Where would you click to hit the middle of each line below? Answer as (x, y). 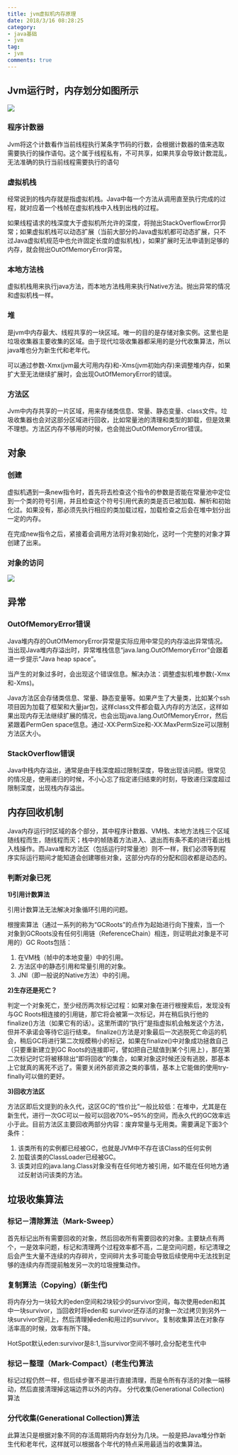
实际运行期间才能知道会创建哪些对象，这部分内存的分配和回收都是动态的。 (122, 857)
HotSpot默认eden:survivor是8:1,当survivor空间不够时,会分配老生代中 (107, 1344)
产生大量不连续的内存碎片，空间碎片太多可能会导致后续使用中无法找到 (122, 1256)
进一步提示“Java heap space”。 (54, 659)
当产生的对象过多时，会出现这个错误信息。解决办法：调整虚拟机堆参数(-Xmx (119, 674)
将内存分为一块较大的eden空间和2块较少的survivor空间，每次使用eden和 (113, 1302)
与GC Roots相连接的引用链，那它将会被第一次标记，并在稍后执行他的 (108, 1014)
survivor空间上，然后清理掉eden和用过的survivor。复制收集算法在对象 (116, 1319)
